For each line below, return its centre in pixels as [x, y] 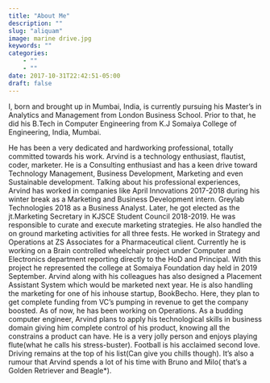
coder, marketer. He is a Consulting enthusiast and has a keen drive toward [133, 164]
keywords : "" [30, 46]
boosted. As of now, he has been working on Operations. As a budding [126, 310]
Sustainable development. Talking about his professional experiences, [125, 181]
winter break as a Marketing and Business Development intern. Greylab [127, 199]
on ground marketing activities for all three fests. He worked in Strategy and [134, 233]
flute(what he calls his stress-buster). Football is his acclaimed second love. [134, 344]
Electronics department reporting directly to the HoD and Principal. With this [135, 259]
